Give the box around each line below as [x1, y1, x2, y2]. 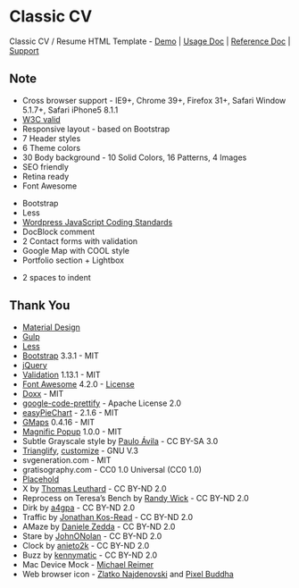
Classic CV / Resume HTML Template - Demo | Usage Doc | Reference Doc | [9, 36, 291, 46]
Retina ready [21, 171, 70, 181]
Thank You [9, 298, 71, 314]
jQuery [21, 359, 47, 370]
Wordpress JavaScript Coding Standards [21, 216, 173, 227]
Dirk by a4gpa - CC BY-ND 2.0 [21, 502, 136, 513]
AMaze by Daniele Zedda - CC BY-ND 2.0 [21, 521, 176, 532]
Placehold [21, 474, 60, 484]
